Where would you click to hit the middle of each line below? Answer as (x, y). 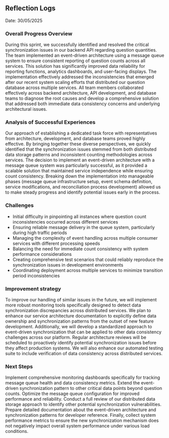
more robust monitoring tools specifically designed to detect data (73, 305)
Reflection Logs (31, 8)
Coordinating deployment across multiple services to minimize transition (88, 270)
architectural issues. (26, 109)
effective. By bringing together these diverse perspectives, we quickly (78, 144)
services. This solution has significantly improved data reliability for (75, 66)
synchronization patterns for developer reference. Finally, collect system (81, 415)
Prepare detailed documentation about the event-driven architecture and (81, 410)
